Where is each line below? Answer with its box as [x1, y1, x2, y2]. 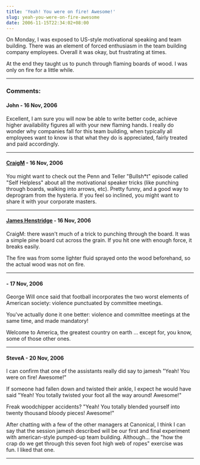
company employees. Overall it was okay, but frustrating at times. [6, 49, 167, 56]
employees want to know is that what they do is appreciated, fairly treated [6, 134, 187, 141]
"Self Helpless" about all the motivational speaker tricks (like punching [6, 179, 179, 186]
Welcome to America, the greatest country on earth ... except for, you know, [6, 329, 192, 336]
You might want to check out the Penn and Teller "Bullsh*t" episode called [6, 172, 189, 180]
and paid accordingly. [6, 140, 60, 147]
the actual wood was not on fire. [6, 260, 85, 268]
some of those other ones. [6, 335, 71, 343]
